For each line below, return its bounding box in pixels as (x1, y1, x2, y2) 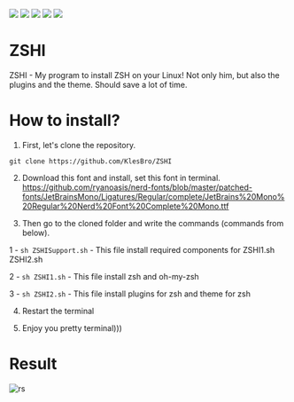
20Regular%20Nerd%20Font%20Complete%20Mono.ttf (21, 201, 229, 211)
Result (9, 354, 58, 374)
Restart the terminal (21, 305, 95, 316)
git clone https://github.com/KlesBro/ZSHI (9, 156, 173, 166)
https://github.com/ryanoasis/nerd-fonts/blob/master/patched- (21, 182, 252, 193)
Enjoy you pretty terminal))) (21, 322, 122, 333)
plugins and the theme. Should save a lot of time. (9, 79, 188, 90)
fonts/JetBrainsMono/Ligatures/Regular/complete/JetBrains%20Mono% (21, 191, 285, 201)
